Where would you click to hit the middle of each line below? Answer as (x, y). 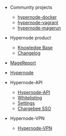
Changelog (29, 53)
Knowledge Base (35, 47)
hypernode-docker (37, 17)
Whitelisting (30, 98)
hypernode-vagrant (38, 23)
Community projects (31, 7)
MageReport (23, 63)
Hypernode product (30, 38)
